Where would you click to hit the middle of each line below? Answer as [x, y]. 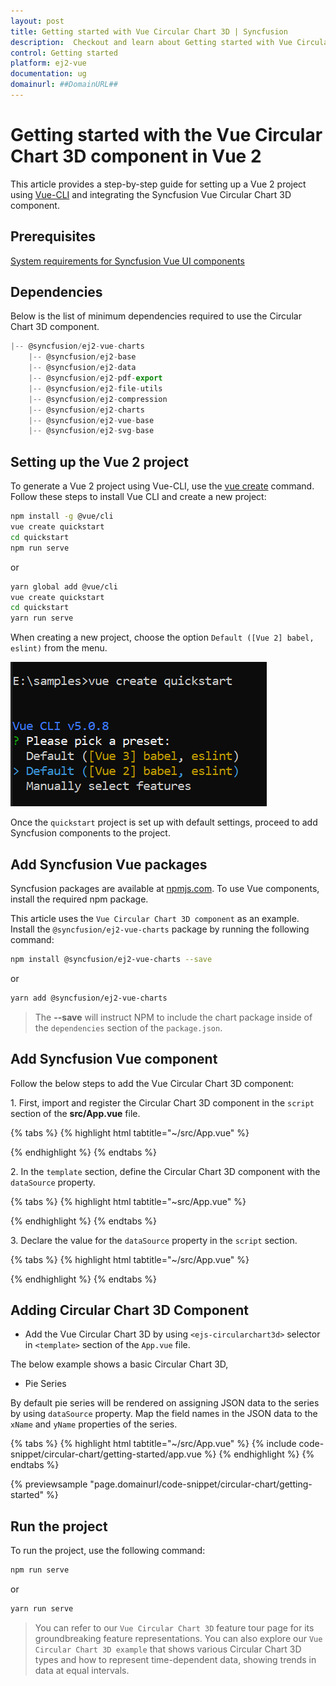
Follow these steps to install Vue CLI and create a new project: [138, 497]
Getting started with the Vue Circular [166, 135]
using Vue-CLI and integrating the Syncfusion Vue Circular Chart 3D [151, 194]
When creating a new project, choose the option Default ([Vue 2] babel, [162, 637]
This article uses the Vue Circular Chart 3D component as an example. [155, 918]
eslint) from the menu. [59, 648]
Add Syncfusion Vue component [114, 1059]
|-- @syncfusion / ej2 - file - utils [95, 388]
